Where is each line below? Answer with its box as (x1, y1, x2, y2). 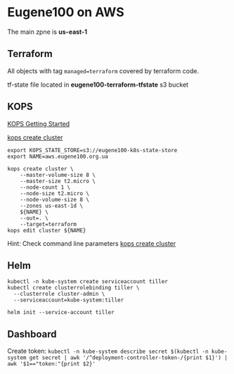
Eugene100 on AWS (7, 4, 124, 20)
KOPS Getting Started (7, 119, 70, 127)
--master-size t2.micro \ (20, 177, 96, 185)
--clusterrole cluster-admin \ (13, 290, 105, 298)
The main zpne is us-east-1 (7, 27, 88, 36)
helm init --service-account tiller (7, 309, 115, 316)
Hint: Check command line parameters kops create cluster (7, 239, 176, 247)
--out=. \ (20, 214, 49, 222)
